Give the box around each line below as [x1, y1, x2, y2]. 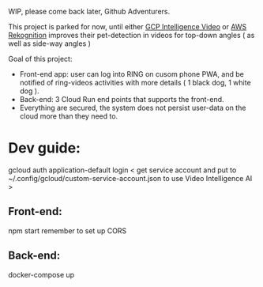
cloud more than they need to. [19, 111, 118, 121]
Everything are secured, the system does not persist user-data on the [19, 103, 246, 112]
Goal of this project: [8, 55, 73, 63]
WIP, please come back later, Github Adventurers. [8, 7, 171, 16]
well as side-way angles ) [8, 39, 91, 48]
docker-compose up [8, 270, 75, 279]
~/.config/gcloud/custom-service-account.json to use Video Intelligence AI [8, 173, 253, 183]
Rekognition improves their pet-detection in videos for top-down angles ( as [8, 31, 255, 40]
